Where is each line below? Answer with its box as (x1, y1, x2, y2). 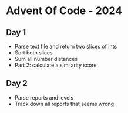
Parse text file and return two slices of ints (14, 43, 117, 50)
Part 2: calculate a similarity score (14, 61, 97, 69)
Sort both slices (14, 49, 53, 56)
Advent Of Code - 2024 (6, 4, 123, 18)
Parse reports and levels (14, 94, 74, 101)
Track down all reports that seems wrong (14, 100, 114, 107)
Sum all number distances (14, 56, 78, 62)
